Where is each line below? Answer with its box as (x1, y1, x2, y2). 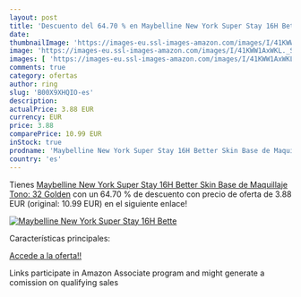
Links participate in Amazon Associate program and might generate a (9, 267, 265, 278)
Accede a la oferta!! (9, 250, 82, 260)
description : (9, 96, 58, 106)
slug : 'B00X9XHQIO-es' (9, 88, 94, 97)
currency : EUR (9, 113, 63, 122)
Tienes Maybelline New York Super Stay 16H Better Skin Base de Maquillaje (9, 179, 288, 190)
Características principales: (9, 233, 110, 243)
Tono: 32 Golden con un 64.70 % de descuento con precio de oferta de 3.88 (9, 189, 292, 199)
